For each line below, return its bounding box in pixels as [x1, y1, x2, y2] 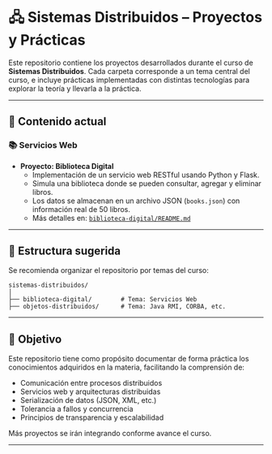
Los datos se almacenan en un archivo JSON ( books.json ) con [32, 196, 240, 205]
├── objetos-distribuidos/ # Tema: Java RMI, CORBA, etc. [8, 303, 227, 311]
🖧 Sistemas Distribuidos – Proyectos [8, 8, 263, 27]
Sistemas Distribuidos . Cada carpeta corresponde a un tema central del [8, 66, 251, 76]
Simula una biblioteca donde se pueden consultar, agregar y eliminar [32, 178, 261, 188]
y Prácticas [8, 31, 86, 50]
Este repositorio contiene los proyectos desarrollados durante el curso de [8, 58, 253, 67]
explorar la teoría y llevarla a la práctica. [8, 84, 142, 93]
